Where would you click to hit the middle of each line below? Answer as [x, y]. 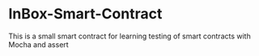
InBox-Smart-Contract [85, 14]
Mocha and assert [38, 44]
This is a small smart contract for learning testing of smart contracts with [129, 36]
